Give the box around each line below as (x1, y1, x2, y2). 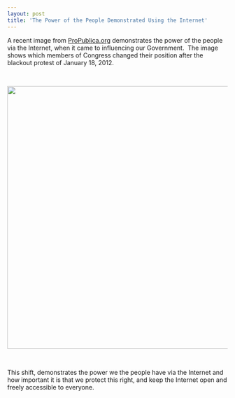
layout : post (7, 10, 45, 18)
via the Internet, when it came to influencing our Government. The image (7, 43, 219, 52)
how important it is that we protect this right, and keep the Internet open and (7, 376, 227, 384)
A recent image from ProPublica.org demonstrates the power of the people (7, 36, 223, 44)
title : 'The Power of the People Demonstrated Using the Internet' (7, 17, 208, 24)
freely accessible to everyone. (7, 383, 94, 391)
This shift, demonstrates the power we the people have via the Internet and (7, 368, 224, 376)
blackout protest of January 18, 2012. (7, 58, 114, 67)
